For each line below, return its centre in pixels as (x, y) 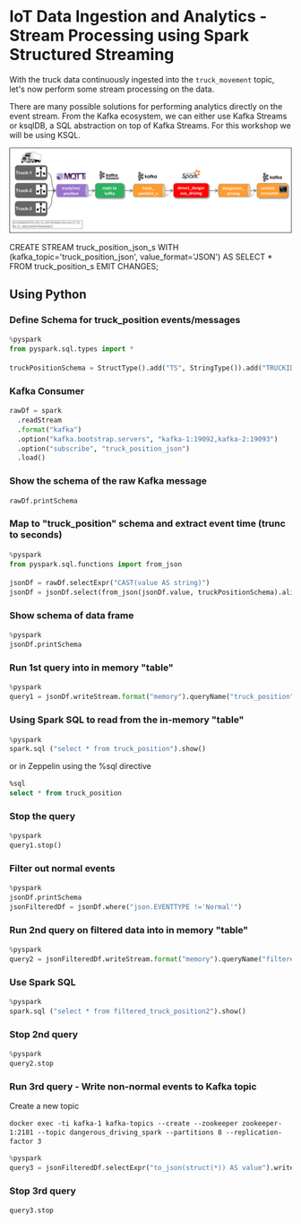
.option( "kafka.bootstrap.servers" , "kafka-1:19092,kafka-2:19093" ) (148, 439)
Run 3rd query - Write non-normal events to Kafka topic (133, 1087)
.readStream (40, 420)
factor (21, 1141)
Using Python (48, 294)
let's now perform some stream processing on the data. (112, 89)
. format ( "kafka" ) (50, 429)
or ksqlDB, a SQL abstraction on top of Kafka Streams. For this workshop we (150, 125)
